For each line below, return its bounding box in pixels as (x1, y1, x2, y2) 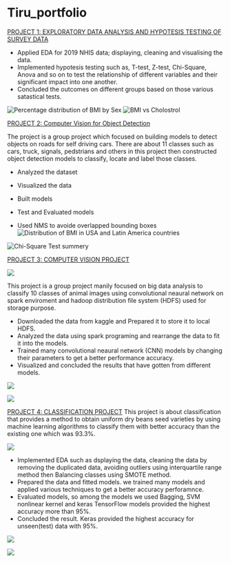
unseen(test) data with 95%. (17, 522, 98, 530)
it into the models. (17, 339, 69, 347)
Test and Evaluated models (17, 208, 94, 216)
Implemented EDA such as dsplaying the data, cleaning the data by (17, 455, 207, 464)
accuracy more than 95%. (17, 507, 92, 515)
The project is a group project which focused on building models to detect (7, 132, 218, 141)
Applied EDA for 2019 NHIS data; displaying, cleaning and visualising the (17, 48, 223, 57)
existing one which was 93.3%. (7, 429, 96, 437)
